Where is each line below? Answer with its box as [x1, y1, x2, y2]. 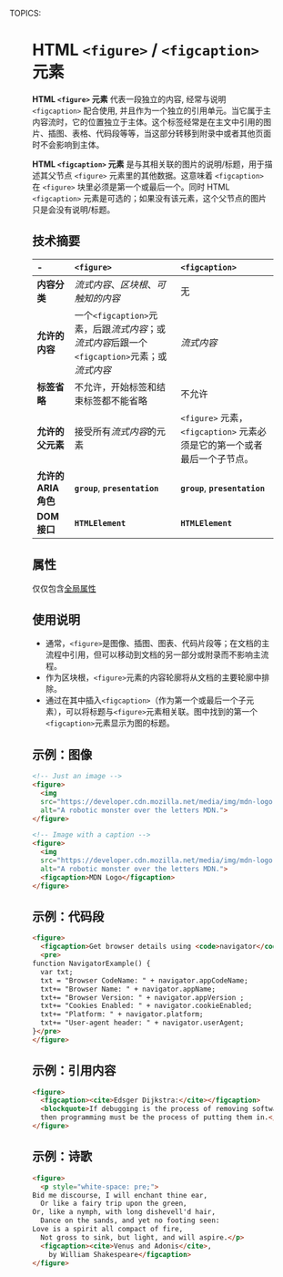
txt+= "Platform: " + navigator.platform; [40, 1010, 204, 1019]
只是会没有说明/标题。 [32, 204, 116, 215]
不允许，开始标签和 [74, 380, 157, 393]
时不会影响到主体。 [32, 139, 105, 149]
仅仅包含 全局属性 [32, 582, 96, 593]
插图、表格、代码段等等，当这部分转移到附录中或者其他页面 [47, 128, 271, 139]
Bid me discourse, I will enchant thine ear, [32, 1190, 207, 1200]
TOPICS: [9, 8, 42, 18]
